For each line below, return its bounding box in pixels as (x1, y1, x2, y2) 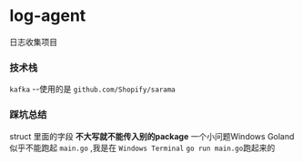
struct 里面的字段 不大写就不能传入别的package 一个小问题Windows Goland (9, 130, 295, 141)
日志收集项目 (9, 36, 57, 47)
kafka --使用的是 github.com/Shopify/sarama (9, 83, 176, 95)
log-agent (9, 5, 86, 26)
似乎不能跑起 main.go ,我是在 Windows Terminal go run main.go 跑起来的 (9, 142, 276, 153)
